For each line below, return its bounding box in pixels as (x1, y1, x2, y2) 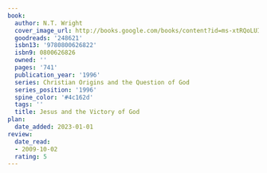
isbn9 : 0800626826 (14, 49, 77, 57)
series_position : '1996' (14, 85, 97, 94)
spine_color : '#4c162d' (14, 93, 93, 101)
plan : (7, 116, 26, 124)
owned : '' (14, 57, 47, 65)
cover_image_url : (14, 26, 73, 34)
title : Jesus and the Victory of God (14, 108, 140, 116)
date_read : (14, 137, 51, 146)
